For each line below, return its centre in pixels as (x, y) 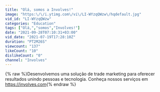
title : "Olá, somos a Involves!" (39, 10)
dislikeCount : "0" (24, 55)
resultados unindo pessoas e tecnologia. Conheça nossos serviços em (77, 79)
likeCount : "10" (22, 51)
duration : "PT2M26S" (26, 42)
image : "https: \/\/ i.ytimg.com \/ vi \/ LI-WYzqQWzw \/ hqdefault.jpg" (73, 14)
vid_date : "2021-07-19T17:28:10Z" (40, 37)
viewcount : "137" (23, 46)
